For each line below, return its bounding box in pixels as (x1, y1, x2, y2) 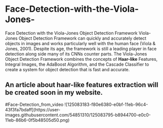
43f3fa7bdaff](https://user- (5, 106, 60, 112)
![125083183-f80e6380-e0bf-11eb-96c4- (64, 102, 148, 107)
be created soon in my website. (5, 88, 103, 97)
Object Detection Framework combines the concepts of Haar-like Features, (5, 56, 158, 62)
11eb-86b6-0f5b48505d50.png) (5, 117, 70, 123)
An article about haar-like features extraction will (5, 81, 159, 89)
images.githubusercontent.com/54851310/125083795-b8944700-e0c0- (5, 112, 151, 118)
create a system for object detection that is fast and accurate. (5, 66, 130, 72)
